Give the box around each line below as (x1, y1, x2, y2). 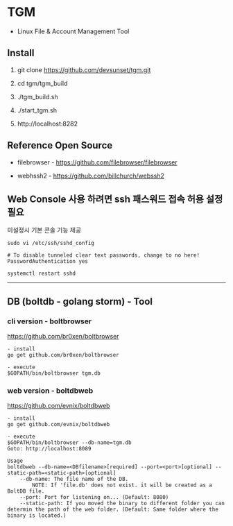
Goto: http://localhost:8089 (7, 446, 92, 452)
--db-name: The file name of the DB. (19, 476, 129, 483)
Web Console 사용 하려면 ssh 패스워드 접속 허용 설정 (7, 193, 223, 205)
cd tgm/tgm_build (17, 79, 68, 87)
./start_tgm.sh (17, 105, 58, 114)
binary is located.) (7, 512, 67, 519)
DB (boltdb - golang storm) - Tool (7, 296, 153, 307)
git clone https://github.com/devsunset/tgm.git (17, 65, 151, 74)
